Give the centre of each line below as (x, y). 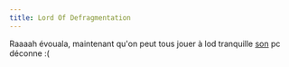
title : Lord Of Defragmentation (70, 18)
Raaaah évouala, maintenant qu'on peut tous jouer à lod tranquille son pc (145, 43)
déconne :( (29, 53)
